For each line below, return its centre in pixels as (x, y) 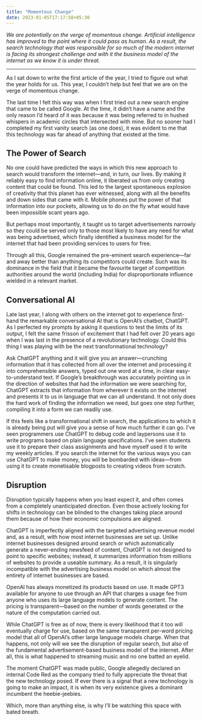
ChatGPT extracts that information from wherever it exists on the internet (96, 390)
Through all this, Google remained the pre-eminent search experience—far (99, 255)
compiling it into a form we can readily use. (60, 409)
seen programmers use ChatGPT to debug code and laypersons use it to (96, 434)
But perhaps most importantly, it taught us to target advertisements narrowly (101, 225)
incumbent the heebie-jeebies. (44, 693)
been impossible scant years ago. (48, 212)
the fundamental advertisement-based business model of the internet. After (100, 650)
